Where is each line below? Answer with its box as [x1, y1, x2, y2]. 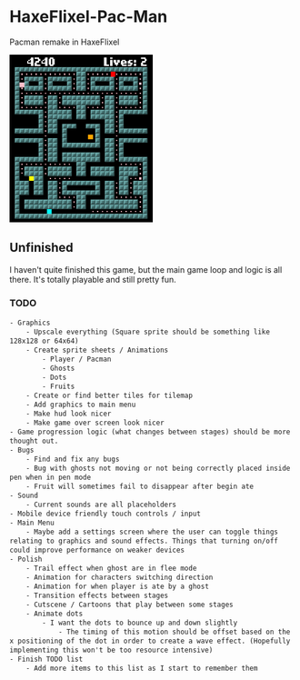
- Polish [9, 555, 43, 565]
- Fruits [42, 382, 75, 392]
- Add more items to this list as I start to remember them [25, 664, 258, 674]
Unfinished [9, 240, 75, 255]
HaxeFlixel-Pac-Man [9, 6, 168, 27]
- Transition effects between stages [25, 591, 169, 601]
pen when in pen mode [9, 473, 92, 483]
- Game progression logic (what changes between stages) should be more [9, 427, 291, 437]
